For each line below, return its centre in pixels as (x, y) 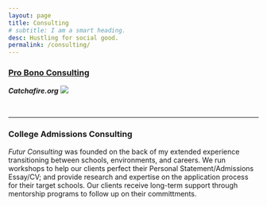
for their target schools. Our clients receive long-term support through (123, 185)
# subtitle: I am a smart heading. (67, 30)
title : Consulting (39, 23)
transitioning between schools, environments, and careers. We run (117, 160)
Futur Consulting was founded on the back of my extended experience (124, 151)
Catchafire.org (33, 91)
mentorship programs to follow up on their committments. (103, 193)
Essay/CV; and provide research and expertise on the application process (128, 177)
